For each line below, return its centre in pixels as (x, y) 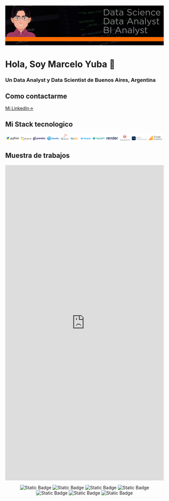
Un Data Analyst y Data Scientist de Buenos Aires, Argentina (80, 80)
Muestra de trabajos (37, 156)
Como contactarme (36, 96)
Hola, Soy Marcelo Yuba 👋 (60, 64)
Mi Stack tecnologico (39, 124)
